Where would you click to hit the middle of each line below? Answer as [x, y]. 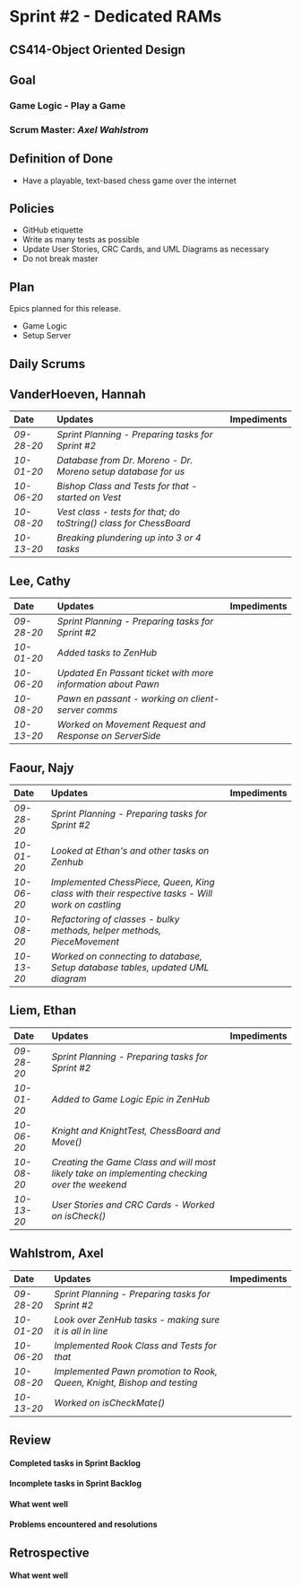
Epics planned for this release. [65, 309]
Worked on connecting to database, [127, 956]
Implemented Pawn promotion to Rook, [135, 1371]
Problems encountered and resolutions [84, 1524]
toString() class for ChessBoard [124, 523]
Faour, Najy [42, 768]
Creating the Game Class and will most [134, 1162]
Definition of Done [61, 159]
